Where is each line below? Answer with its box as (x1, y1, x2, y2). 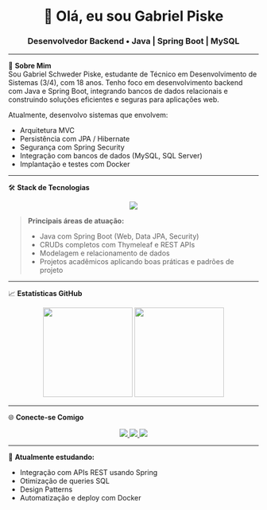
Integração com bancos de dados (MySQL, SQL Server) (19, 151, 203, 161)
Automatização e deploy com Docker (19, 493, 141, 503)
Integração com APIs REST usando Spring (19, 468, 157, 477)
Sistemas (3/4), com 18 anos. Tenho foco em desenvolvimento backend (8, 78, 243, 88)
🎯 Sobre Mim (8, 61, 52, 71)
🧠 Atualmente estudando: (8, 453, 95, 462)
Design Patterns (19, 485, 73, 494)
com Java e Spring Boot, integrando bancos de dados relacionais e (8, 87, 228, 96)
